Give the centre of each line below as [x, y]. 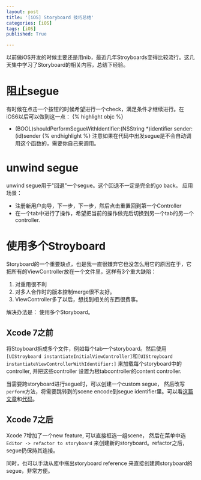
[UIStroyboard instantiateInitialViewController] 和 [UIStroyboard [89, 356]
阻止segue [33, 91]
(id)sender [28, 136]
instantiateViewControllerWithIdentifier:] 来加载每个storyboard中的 [94, 363]
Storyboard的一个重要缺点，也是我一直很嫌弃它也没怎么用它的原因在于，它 [99, 264]
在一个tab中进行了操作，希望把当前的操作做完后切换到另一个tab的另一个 [104, 213]
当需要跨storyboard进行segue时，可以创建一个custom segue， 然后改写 [96, 384]
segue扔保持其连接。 [32, 450]
